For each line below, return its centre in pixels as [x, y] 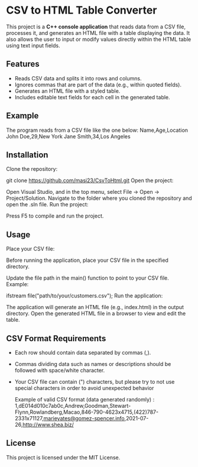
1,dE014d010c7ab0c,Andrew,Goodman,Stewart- [73, 406]
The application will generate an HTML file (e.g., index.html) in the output [95, 307]
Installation [27, 155]
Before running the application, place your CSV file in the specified [87, 260]
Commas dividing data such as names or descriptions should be [93, 364]
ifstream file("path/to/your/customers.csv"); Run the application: [85, 296]
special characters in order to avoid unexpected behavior [84, 388]
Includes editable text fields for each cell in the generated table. [92, 97]
